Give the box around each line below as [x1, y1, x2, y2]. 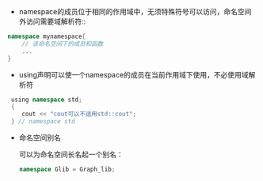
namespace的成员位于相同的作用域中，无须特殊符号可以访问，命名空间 [18, 7, 252, 16]
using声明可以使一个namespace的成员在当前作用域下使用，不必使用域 [18, 70, 249, 79]
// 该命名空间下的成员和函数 [21, 40, 104, 47]
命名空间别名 [18, 133, 61, 142]
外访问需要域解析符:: [18, 17, 86, 26]
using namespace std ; [10, 96, 82, 104]
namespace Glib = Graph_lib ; [18, 165, 116, 173]
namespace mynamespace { [7, 32, 86, 40]
